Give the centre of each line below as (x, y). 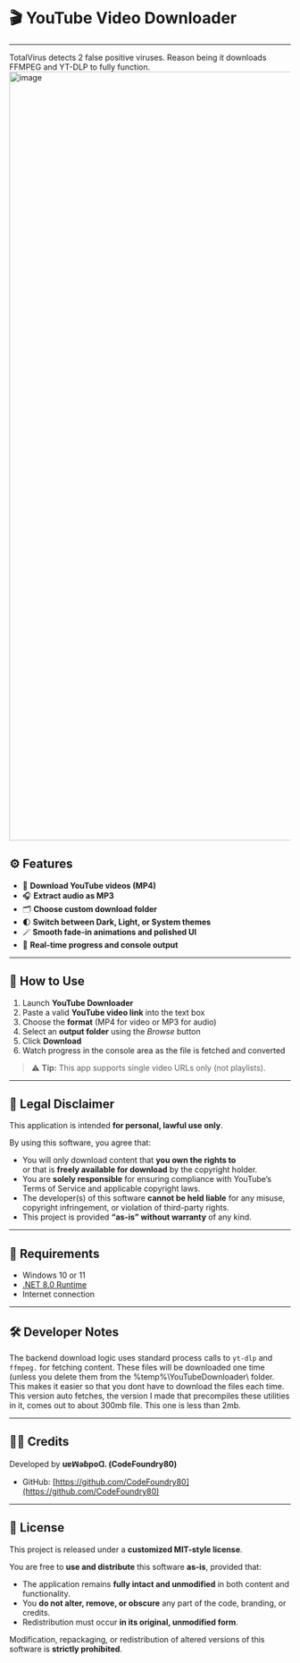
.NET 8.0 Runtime (54, 1285)
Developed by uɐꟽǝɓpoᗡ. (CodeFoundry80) (93, 1464)
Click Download (52, 1041)
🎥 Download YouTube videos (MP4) (89, 885)
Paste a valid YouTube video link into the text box (113, 1012)
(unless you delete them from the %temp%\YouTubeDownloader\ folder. (142, 1377)
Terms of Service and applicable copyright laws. (111, 1189)
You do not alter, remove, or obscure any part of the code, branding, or (154, 1603)
